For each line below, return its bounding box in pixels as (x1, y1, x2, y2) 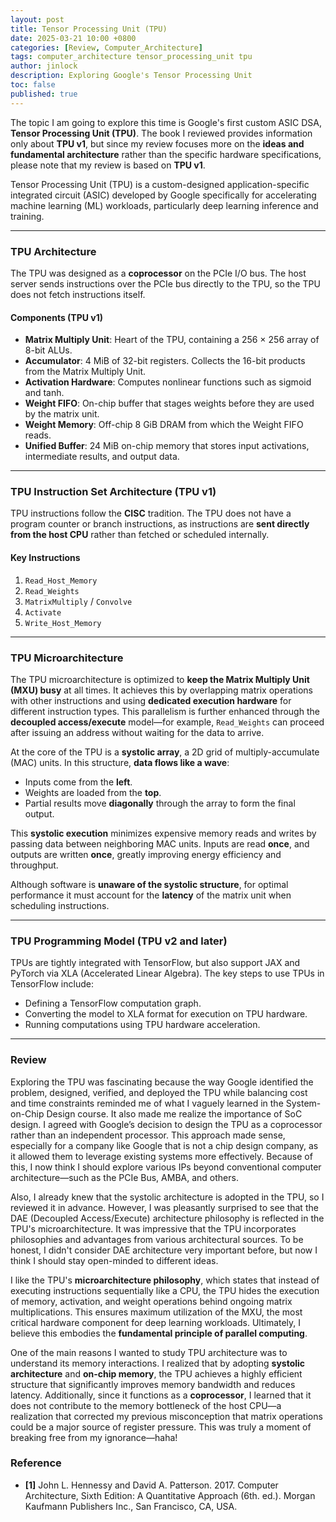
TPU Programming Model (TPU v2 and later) (10, 934, 228, 948)
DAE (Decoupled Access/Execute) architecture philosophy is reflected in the (10, 1212, 325, 1224)
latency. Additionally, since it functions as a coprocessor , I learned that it (10, 1389, 312, 1401)
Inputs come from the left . (24, 776, 133, 788)
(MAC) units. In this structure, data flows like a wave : (10, 756, 230, 768)
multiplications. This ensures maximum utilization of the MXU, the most (10, 1306, 303, 1318)
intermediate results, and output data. (24, 451, 180, 463)
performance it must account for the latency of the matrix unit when (10, 889, 292, 901)
